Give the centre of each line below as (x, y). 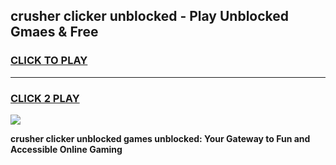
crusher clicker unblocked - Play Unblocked (150, 16)
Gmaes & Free (54, 32)
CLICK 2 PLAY (45, 98)
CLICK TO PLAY (49, 61)
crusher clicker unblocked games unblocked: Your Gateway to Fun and (160, 138)
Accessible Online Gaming (66, 149)
